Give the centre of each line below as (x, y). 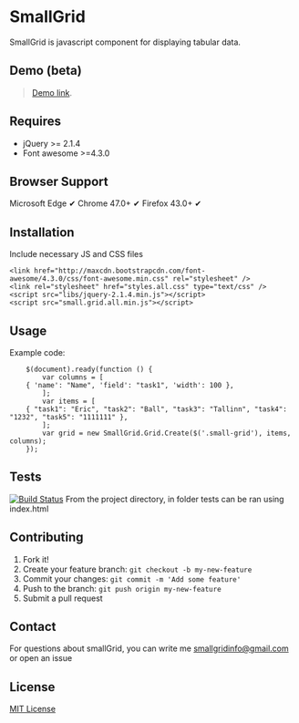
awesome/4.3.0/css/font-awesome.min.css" (89, 279)
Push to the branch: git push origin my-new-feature (122, 588)
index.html (29, 509)
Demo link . (52, 92)
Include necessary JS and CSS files (77, 254)
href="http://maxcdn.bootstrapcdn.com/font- (119, 271)
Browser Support (59, 181)
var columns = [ (73, 377)
